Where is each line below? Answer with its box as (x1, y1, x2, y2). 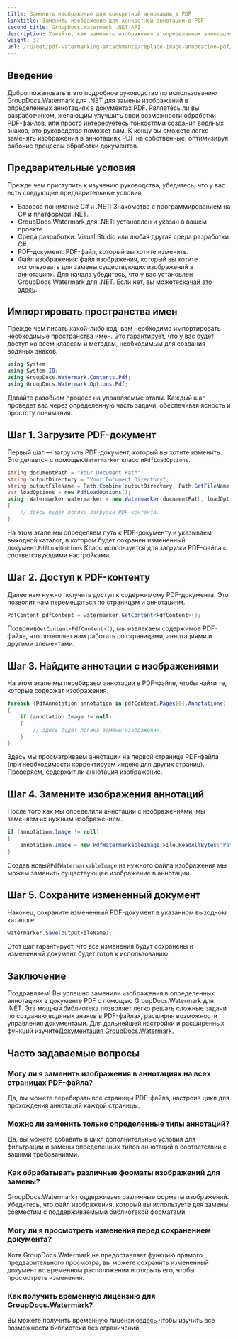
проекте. (17, 224, 45, 233)
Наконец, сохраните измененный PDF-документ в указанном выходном (7, 908, 227, 917)
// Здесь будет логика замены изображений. (33, 726, 163, 733)
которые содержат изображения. (7, 687, 109, 695)
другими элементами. (7, 640, 75, 648)
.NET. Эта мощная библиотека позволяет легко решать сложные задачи (7, 1004, 227, 1012)
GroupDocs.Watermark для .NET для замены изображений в (7, 96, 189, 104)
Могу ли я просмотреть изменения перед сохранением (7, 1225, 211, 1235)
